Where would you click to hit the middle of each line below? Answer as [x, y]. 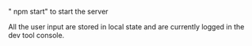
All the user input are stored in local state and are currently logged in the [126, 27]
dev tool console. [36, 35]
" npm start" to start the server [58, 11]
